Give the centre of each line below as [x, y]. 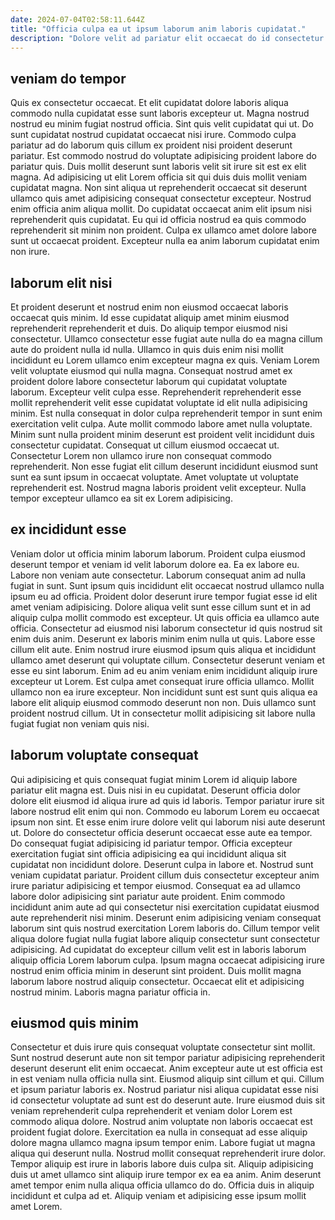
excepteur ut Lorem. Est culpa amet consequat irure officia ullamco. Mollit [162, 681]
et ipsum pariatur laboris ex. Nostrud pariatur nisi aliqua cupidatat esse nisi [164, 1090]
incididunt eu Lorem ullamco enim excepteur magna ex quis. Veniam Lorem [165, 360]
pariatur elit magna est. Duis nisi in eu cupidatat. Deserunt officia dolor [155, 790]
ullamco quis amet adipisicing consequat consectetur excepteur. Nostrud [161, 198]
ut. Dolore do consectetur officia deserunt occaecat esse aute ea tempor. [161, 832]
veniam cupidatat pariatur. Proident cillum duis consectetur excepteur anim [165, 875]
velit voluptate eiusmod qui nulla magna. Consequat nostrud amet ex [151, 370]
